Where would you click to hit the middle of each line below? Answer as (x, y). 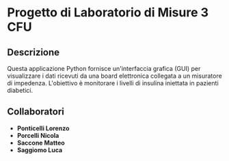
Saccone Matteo (41, 143)
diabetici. (20, 90)
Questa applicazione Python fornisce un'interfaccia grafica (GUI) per (104, 69)
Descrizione (33, 52)
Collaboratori (36, 112)
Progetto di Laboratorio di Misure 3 (108, 13)
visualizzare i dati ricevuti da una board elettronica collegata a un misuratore (114, 76)
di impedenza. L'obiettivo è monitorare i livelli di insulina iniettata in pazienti (113, 83)
